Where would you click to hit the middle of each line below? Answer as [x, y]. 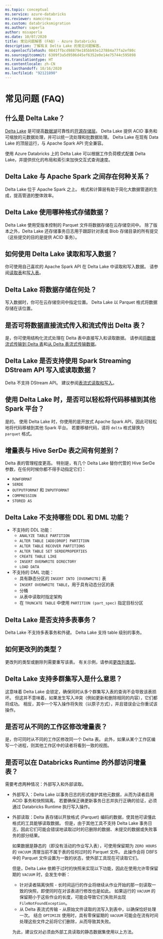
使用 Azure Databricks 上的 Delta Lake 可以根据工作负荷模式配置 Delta [75, 153]
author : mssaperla [24, 32]
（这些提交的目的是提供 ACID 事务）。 [42, 237]
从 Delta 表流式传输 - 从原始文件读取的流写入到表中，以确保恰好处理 [88, 909]
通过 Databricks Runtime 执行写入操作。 [52, 807]
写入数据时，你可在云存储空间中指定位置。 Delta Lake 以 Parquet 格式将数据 [81, 302]
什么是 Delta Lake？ [35, 118]
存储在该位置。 [20, 309]
